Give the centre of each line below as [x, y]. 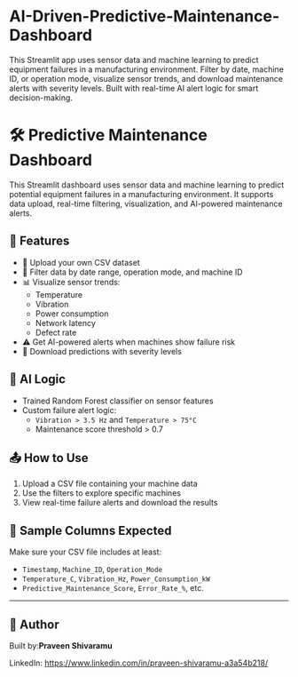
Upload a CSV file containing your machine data [110, 484]
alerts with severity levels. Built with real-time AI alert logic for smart [134, 88]
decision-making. [41, 97]
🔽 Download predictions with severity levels [102, 351]
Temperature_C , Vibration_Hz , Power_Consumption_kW [116, 578]
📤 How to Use [49, 458]
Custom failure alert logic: [69, 410]
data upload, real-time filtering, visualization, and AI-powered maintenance [146, 203]
